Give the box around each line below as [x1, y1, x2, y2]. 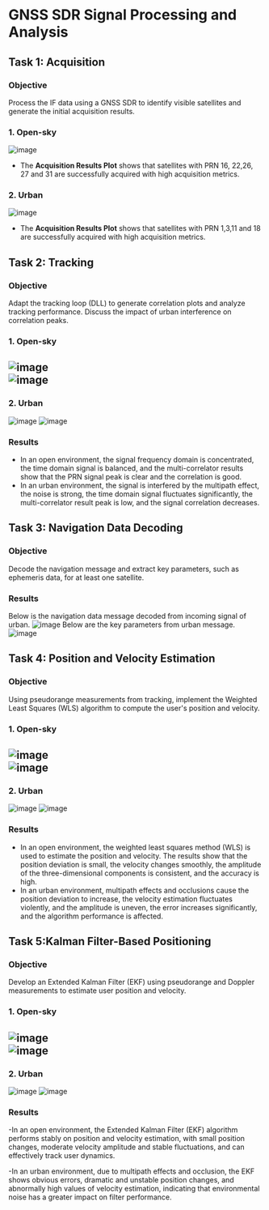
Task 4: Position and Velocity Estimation [8, 652, 216, 666]
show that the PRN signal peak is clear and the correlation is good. [19, 472, 242, 482]
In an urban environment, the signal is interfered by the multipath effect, [19, 480, 260, 491]
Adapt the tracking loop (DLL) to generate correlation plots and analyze [8, 298, 246, 309]
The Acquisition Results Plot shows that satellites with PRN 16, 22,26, [19, 160, 254, 171]
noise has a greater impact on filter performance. [8, 1192, 172, 1202]
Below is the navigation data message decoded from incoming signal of [8, 611, 246, 621]
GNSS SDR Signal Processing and [8, 6, 237, 24]
